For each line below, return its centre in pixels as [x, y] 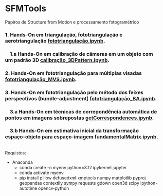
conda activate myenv [42, 173]
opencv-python [54, 188]
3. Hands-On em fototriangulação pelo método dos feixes [74, 92]
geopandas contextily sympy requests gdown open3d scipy [79, 183]
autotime [28, 188]
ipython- [149, 183]
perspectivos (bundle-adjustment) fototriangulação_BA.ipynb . [81, 98]
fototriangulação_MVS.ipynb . [41, 79]
